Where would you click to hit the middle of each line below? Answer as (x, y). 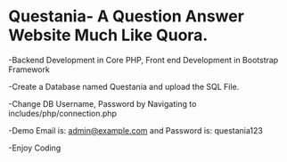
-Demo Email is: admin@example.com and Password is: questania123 (136, 130)
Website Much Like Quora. (108, 35)
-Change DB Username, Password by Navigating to (102, 103)
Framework (29, 69)
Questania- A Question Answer (126, 16)
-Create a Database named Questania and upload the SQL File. (124, 86)
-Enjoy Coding (35, 148)
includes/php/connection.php (63, 113)
